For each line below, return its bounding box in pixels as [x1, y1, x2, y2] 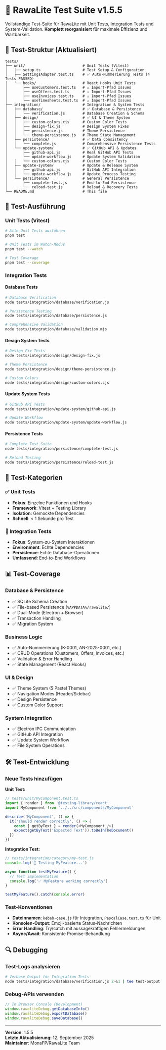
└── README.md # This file [5, 189, 107, 194]
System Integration [5, 715, 52, 722]
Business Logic [5, 633, 43, 640]
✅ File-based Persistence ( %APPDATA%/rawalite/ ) [12, 604, 111, 610]
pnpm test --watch [5, 247, 43, 252]
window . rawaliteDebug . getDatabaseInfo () [5, 1006, 90, 1012]
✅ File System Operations [12, 742, 65, 748]
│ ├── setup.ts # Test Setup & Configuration [5, 67, 145, 72]
